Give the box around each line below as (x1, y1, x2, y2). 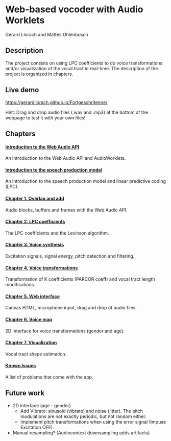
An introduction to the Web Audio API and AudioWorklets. (5, 155, 126, 161)
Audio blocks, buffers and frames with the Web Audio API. (5, 206, 128, 213)
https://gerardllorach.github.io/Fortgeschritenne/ (5, 99, 108, 106)
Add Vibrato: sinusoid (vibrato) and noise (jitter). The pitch (20, 408, 143, 414)
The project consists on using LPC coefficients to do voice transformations (5, 60, 163, 66)
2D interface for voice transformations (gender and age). (5, 328, 125, 334)
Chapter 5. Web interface (5, 293, 60, 299)
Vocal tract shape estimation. (5, 351, 67, 357)
